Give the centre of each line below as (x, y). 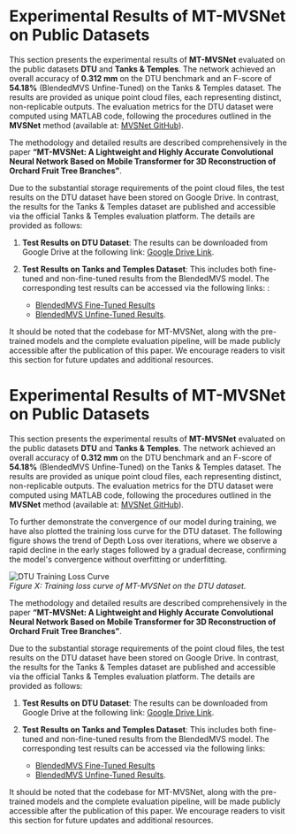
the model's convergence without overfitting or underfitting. (118, 559)
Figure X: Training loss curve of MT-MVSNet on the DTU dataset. (128, 585)
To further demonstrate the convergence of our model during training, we (143, 521)
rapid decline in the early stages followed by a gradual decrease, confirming (148, 549)
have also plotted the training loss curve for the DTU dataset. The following (146, 531)
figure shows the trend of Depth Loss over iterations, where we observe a (143, 540)
